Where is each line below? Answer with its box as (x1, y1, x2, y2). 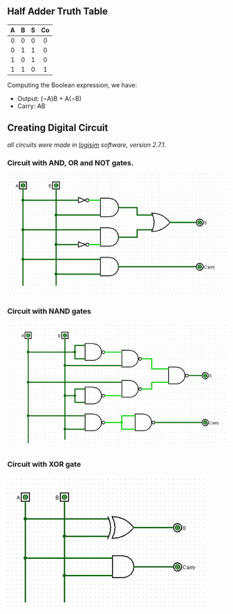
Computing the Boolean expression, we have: (7, 80, 138, 89)
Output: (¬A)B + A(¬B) (17, 94, 82, 103)
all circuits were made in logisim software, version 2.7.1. (7, 140, 166, 149)
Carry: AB (17, 101, 46, 110)
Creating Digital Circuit (7, 122, 109, 134)
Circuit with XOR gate (7, 459, 81, 469)
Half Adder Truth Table (7, 6, 108, 17)
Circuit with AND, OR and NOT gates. (7, 158, 134, 167)
